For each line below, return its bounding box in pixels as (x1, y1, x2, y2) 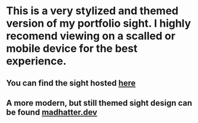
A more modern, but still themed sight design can (6, 98, 193, 108)
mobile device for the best (6, 42, 138, 56)
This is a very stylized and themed (6, 4, 179, 18)
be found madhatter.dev (6, 107, 98, 117)
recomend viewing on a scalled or (6, 30, 176, 43)
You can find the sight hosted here (6, 78, 136, 88)
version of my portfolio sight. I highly (6, 17, 191, 30)
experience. (6, 54, 67, 68)
